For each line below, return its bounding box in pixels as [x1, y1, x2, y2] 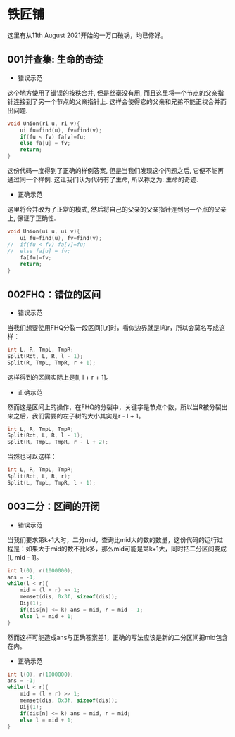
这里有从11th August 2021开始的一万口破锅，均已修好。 [7, 31, 167, 39]
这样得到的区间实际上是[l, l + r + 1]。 [7, 373, 113, 381]
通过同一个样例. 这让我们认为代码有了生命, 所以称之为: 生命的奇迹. [7, 175, 198, 184]
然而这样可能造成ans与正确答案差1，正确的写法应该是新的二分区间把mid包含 [7, 633, 229, 641]
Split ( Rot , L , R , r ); [7, 473, 71, 480]
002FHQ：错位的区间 [7, 288, 101, 300]
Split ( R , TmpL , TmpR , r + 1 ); [7, 359, 96, 366]
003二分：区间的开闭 [7, 501, 100, 513]
